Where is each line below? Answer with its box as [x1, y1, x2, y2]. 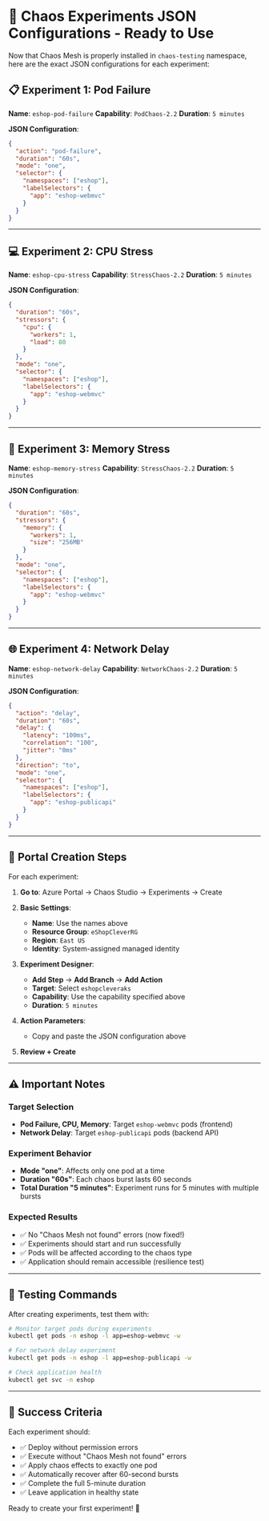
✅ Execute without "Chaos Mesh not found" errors [19, 1451, 187, 1461]
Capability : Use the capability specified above [31, 991, 186, 1001]
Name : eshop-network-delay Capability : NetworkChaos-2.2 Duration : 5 [8, 663, 238, 673]
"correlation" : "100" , [22, 739, 98, 747]
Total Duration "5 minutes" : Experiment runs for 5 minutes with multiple [19, 1183, 259, 1193]
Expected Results [8, 1211, 78, 1223]
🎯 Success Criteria [8, 1406, 102, 1419]
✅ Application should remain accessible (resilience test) [19, 1256, 205, 1267]
